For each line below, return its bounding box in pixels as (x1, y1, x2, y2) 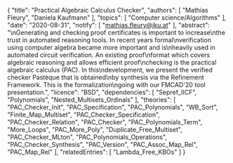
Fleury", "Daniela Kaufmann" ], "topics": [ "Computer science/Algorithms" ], (7, 13, 227, 22)
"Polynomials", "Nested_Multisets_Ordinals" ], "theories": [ (7, 96, 176, 104)
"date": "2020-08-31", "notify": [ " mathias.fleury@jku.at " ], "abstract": (7, 21, 211, 29)
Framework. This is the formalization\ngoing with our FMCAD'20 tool (7, 81, 206, 89)
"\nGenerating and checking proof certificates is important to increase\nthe (7, 28, 226, 37)
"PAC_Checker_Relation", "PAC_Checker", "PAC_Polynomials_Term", (7, 118, 203, 126)
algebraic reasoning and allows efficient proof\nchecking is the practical (7, 58, 217, 66)
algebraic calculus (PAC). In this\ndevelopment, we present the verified (7, 66, 213, 74)
